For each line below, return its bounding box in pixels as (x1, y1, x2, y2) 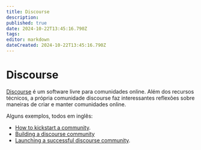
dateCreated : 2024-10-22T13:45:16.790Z (6, 43, 107, 49)
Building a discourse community (14, 130, 95, 137)
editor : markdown (6, 37, 50, 43)
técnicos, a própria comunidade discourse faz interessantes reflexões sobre (6, 94, 195, 101)
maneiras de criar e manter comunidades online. (6, 100, 126, 108)
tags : (6, 31, 20, 37)
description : (6, 14, 39, 20)
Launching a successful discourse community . (14, 136, 131, 144)
